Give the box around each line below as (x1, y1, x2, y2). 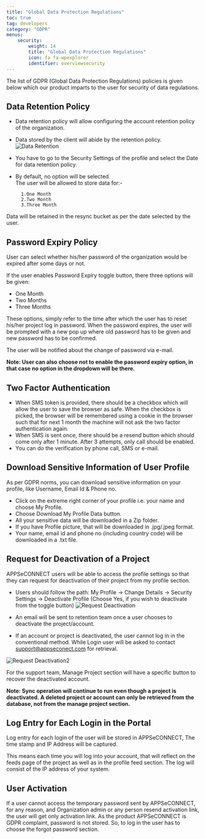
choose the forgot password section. (6, 826, 99, 833)
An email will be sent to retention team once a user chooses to (15, 613, 173, 621)
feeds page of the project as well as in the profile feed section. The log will (6, 759, 195, 767)
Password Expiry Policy (6, 237, 98, 247)
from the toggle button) (15, 602, 75, 609)
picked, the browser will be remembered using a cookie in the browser (15, 412, 193, 419)
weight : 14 (28, 44, 56, 50)
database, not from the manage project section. (6, 700, 130, 707)
